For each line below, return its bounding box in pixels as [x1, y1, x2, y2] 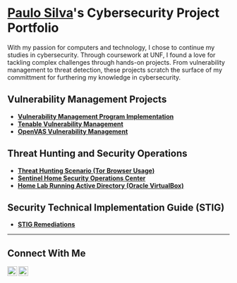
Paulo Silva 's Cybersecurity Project [7, 5, 220, 21]
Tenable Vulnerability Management [17, 120, 123, 128]
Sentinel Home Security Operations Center [17, 174, 146, 182]
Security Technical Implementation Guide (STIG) [7, 201, 225, 213]
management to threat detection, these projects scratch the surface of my [7, 65, 223, 74]
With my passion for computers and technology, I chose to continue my [7, 43, 215, 51]
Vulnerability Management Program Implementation [17, 112, 174, 120]
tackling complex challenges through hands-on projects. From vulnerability [7, 58, 226, 66]
